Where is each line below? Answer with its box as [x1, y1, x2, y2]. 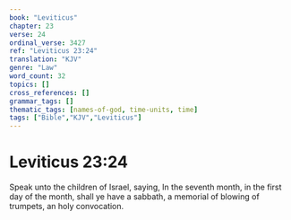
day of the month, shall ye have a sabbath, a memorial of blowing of [9, 191, 260, 202]
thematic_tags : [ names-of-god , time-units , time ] [9, 105, 199, 114]
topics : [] [9, 80, 50, 89]
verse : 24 [9, 30, 47, 39]
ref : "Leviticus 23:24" [9, 47, 98, 56]
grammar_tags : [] [9, 96, 74, 106]
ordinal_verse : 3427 [9, 38, 87, 48]
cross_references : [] [9, 88, 90, 97]
